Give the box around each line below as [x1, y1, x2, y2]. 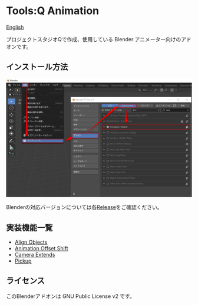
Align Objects [14, 238, 48, 246]
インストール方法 [6, 62, 68, 72]
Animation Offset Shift [14, 244, 69, 251]
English [6, 24, 24, 31]
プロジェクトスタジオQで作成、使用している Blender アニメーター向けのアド [6, 35, 192, 42]
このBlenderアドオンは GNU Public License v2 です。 [6, 293, 135, 300]
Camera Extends [14, 251, 55, 258]
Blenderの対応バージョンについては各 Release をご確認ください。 [6, 204, 163, 211]
